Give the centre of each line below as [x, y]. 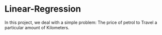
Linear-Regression [43, 9]
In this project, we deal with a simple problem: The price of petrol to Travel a [81, 22]
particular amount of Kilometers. [37, 27]
